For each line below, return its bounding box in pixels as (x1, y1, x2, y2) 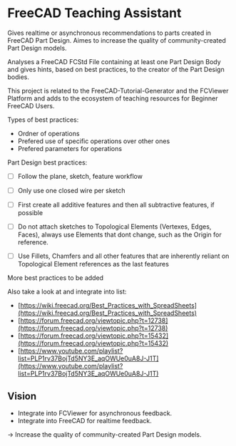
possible (17, 209, 43, 217)
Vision (7, 390, 37, 402)
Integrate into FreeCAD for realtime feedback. (17, 417, 152, 425)
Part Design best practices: (7, 158, 88, 167)
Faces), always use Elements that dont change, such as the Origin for (17, 230, 222, 239)
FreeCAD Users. (7, 101, 55, 110)
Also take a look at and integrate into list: (7, 287, 127, 296)
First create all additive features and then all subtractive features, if (17, 201, 215, 209)
